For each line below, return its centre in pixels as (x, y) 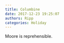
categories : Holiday (26, 23)
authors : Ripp (19, 18)
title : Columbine (23, 9)
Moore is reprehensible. (29, 36)
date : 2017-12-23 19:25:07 (32, 14)
